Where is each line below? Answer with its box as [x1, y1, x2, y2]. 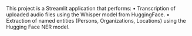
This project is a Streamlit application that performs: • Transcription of [6, 5, 176, 12]
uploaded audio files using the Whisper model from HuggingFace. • [6, 11, 170, 18]
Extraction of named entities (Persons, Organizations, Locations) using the [6, 17, 186, 24]
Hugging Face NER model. [6, 23, 70, 30]
